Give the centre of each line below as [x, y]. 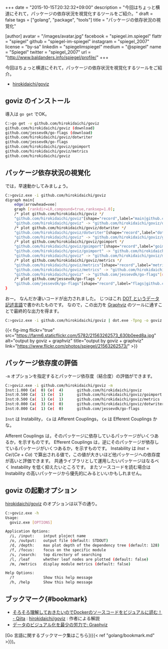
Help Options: [20, 573]
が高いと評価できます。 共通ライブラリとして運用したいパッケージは [75, 461]
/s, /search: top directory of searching [55, 554]
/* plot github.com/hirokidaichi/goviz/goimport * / [69, 242]
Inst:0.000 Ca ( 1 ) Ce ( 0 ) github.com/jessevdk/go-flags [72, 409]
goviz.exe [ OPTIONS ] [31, 522]
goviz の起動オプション [41, 491]
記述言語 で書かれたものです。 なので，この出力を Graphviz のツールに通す [82, 305]
